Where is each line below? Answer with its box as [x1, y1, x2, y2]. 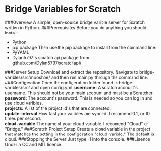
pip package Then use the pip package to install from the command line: [12, 44, 157, 50]
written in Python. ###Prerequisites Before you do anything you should [5, 24, 146, 30]
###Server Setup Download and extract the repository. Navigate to [5, 69, 139, 75]
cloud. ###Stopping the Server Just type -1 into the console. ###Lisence [5, 136, 150, 142]
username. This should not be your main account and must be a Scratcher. [5, 90, 154, 96]
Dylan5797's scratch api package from [12, 54, 89, 60]
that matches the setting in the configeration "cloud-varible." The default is [5, 131, 155, 137]
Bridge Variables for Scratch [5, 3, 121, 15]
